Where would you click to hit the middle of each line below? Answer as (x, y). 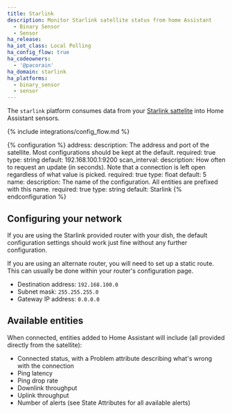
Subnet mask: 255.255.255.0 (58, 292)
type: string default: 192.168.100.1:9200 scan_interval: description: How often (116, 160)
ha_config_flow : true (38, 53)
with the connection (46, 366)
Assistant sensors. (34, 118)
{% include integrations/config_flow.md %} (69, 132)
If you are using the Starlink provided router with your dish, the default (107, 235)
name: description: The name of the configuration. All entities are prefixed (113, 182)
